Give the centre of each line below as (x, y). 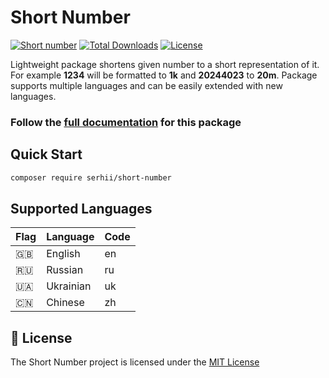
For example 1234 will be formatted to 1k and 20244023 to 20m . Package (164, 75)
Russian (65, 270)
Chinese (65, 303)
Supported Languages (81, 208)
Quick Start (46, 154)
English (63, 254)
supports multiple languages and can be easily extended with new (146, 85)
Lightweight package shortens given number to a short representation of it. (165, 64)
